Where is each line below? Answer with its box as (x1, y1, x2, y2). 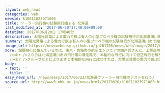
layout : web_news (5, 7, 41, 12)
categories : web (5, 12, 38, 17)
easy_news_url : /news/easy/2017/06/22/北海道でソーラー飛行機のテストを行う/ (5, 75, 155, 80)
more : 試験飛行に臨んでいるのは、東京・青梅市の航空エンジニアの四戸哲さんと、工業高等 (5, 48, 161, 53)
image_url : (5, 43, 27, 48)
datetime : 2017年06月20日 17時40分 (5, 30, 75, 35)
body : (5, 61, 16, 66)
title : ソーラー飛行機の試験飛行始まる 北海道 (5, 20, 89, 26)
